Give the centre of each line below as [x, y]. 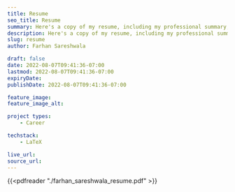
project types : [29, 117]
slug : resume [26, 40]
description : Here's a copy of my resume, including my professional [111, 33]
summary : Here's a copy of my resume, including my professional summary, [119, 27]
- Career [33, 123]
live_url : [22, 154]
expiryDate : [24, 78]
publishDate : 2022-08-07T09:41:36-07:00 [67, 84]
